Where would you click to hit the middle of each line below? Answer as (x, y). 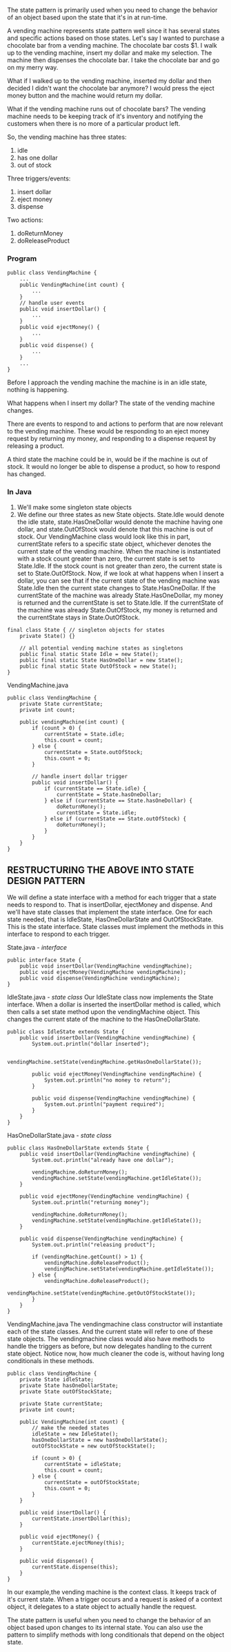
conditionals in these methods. (51, 1361)
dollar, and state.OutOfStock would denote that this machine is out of (115, 529)
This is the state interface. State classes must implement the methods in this (115, 927)
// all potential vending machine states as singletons (102, 648)
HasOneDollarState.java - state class (59, 1136)
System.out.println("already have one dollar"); (103, 1161)
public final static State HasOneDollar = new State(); (102, 660)
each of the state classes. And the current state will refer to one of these (110, 1332)
